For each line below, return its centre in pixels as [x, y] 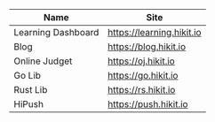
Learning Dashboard [56, 32]
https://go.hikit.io [143, 76]
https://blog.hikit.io [147, 46]
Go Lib [28, 76]
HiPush [29, 104]
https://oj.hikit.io [141, 61]
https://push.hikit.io [148, 104]
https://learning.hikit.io [155, 32]
